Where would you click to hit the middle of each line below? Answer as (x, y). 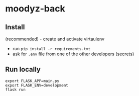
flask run (16, 90)
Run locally (23, 69)
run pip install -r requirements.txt (51, 48)
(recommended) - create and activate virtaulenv (55, 39)
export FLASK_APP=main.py (32, 81)
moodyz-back (35, 9)
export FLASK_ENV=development (37, 85)
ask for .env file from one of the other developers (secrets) (73, 54)
